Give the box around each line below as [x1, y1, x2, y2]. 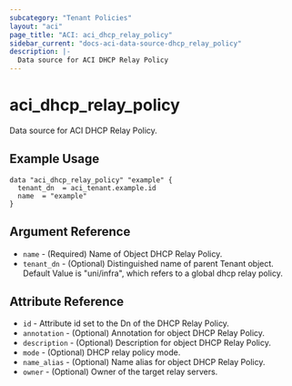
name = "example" [17, 191, 88, 200]
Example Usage [9, 151, 100, 167]
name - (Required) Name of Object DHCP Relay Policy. [22, 248, 223, 259]
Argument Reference [9, 224, 131, 239]
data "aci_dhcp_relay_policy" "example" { [9, 175, 173, 185]
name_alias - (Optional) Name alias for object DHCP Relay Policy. [22, 357, 266, 368]
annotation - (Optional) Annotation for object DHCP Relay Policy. [22, 328, 266, 339]
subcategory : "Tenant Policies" [9, 13, 132, 23]
